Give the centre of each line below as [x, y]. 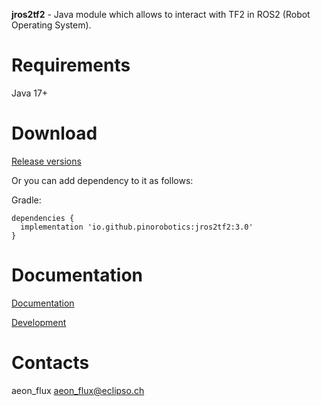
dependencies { [43, 218]
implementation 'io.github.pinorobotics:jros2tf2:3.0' [137, 227]
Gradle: [26, 200]
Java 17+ [30, 93]
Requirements [71, 65]
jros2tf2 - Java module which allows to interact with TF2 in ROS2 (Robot [161, 14]
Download [54, 133]
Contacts [50, 363]
